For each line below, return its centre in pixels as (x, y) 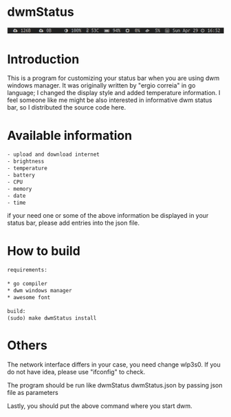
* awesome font (29, 298)
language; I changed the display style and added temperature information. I (114, 93)
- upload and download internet (53, 155)
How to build (44, 251)
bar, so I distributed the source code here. (66, 108)
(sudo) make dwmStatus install (52, 318)
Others (27, 346)
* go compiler (27, 284)
